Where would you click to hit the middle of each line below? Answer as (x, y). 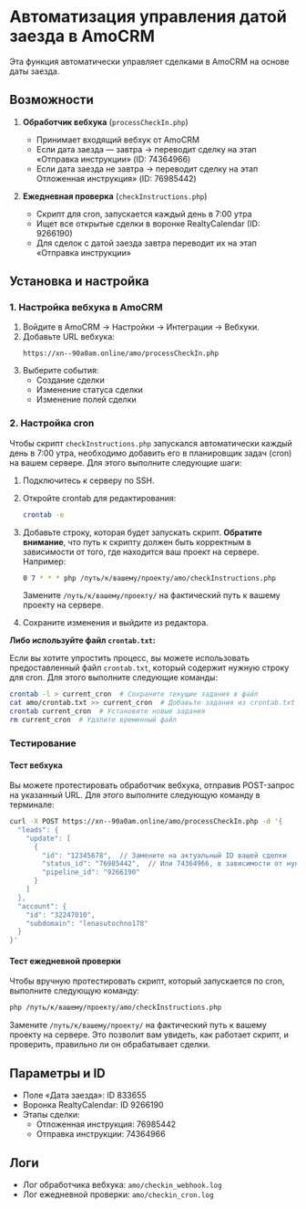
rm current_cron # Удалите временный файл (93, 720)
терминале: (32, 804)
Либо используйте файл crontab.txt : (83, 640)
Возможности (51, 100)
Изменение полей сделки (86, 400)
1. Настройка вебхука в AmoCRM (87, 308)
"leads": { (38, 830)
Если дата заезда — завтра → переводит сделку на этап (146, 149)
